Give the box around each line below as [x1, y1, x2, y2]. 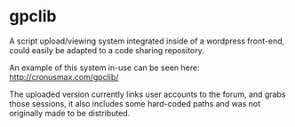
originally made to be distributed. [9, 107, 131, 118]
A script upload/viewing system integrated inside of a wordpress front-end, [9, 36, 285, 46]
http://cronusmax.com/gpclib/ [9, 71, 119, 82]
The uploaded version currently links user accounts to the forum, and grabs [9, 89, 286, 99]
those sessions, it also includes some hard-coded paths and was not [9, 98, 261, 108]
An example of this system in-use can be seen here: [9, 62, 200, 73]
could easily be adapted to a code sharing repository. [9, 44, 204, 55]
